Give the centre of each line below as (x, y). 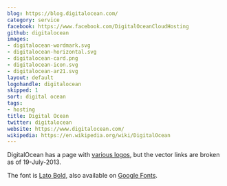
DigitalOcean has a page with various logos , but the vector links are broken (113, 155)
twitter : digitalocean (40, 122)
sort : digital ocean (37, 97)
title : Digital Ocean (38, 116)
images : (18, 39)
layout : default (30, 77)
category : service (33, 20)
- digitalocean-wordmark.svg (49, 45)
